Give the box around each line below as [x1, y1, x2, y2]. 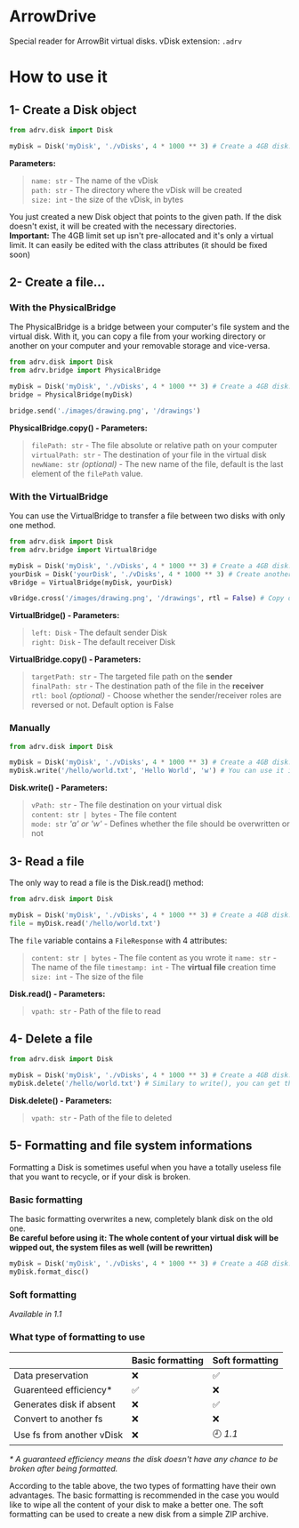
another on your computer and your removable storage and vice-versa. [9, 341, 271, 351]
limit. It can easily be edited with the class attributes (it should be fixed [9, 239, 268, 250]
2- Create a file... [9, 275, 106, 290]
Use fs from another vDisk [13, 1429, 123, 1442]
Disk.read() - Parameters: [9, 988, 106, 999]
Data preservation [13, 1369, 89, 1381]
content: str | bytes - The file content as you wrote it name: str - [30, 952, 278, 962]
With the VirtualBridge [9, 490, 109, 503]
